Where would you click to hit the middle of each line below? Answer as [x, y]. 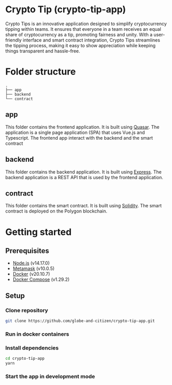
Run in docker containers [37, 334]
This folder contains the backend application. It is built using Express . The [83, 172]
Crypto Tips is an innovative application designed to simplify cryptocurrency [86, 24]
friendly [14, 40]
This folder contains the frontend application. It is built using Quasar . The [82, 127]
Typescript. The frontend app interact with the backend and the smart [79, 138]
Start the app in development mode [50, 376]
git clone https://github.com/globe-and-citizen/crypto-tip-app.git [80, 321]
